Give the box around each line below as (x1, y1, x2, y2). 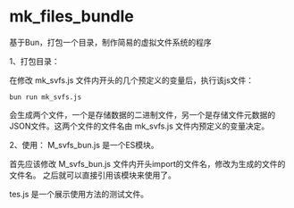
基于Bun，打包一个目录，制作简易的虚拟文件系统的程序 (9, 37, 212, 47)
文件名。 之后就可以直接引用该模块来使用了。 (9, 170, 176, 180)
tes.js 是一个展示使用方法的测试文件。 (9, 188, 149, 199)
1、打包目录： (9, 55, 60, 66)
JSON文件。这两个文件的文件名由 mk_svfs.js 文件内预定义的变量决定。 (9, 121, 270, 131)
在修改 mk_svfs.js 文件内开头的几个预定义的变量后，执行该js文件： (9, 74, 255, 86)
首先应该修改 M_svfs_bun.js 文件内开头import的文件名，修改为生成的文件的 (9, 158, 286, 169)
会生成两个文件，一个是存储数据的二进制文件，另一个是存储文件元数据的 (9, 109, 275, 120)
